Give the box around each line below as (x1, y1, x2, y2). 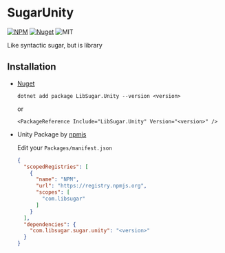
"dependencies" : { (23, 221, 76, 228)
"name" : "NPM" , (35, 176, 80, 183)
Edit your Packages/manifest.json (17, 143, 112, 152)
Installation (7, 61, 56, 73)
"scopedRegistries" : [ (23, 163, 89, 170)
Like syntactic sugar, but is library (7, 41, 103, 49)
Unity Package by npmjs (17, 130, 87, 139)
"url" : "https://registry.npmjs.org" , (35, 183, 147, 190)
